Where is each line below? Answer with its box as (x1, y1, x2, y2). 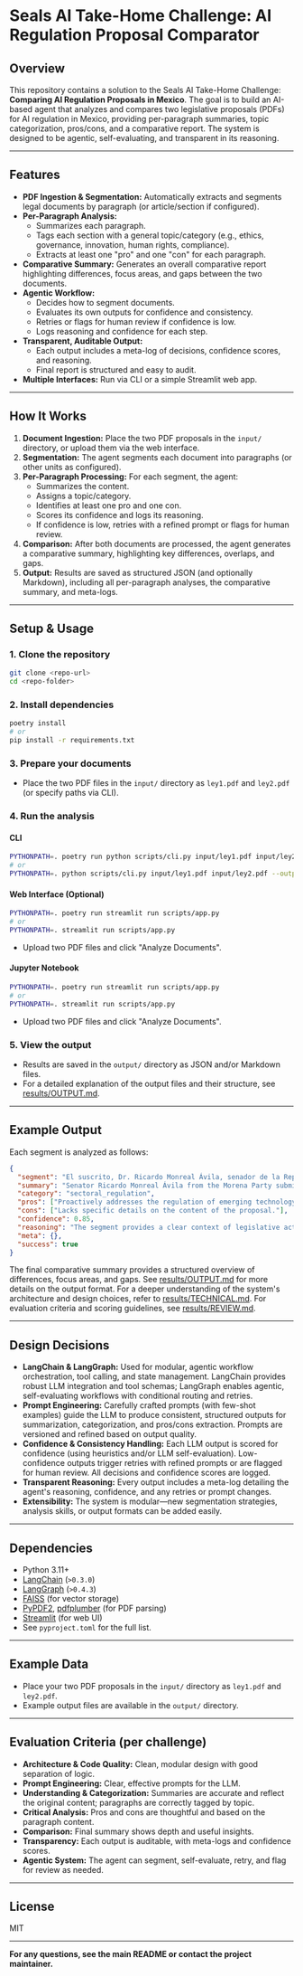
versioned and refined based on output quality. (22, 1429, 197, 1440)
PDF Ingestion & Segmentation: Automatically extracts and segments (22, 191, 282, 202)
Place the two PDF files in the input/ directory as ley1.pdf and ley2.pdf (22, 778, 290, 789)
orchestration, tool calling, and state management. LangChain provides (22, 1371, 286, 1382)
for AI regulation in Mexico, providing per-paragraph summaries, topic (9, 114, 270, 124)
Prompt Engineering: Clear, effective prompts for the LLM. (22, 1778, 241, 1789)
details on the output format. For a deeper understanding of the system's (9, 1283, 280, 1294)
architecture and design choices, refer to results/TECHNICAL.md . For (9, 1293, 267, 1304)
